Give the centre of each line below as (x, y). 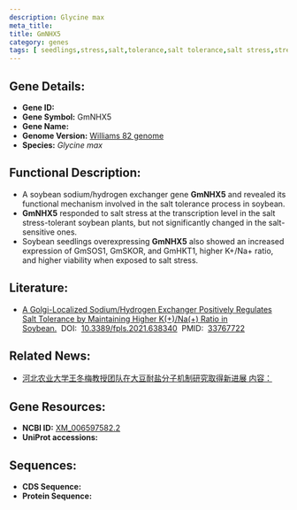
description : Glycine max (57, 17)
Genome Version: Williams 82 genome (93, 135)
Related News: (50, 355)
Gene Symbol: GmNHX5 (67, 117)
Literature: (39, 288)
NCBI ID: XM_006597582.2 (71, 428)
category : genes (39, 42)
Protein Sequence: (57, 496)
